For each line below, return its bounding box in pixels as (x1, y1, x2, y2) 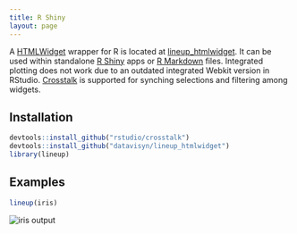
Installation (9, 109, 73, 125)
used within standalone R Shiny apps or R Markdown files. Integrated (9, 55, 264, 66)
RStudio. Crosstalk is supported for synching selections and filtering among (9, 74, 288, 85)
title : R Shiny (9, 13, 66, 22)
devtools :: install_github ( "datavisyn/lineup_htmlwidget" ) (9, 142, 230, 151)
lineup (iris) (9, 198, 58, 207)
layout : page (9, 21, 58, 30)
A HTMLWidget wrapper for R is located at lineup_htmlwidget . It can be (9, 46, 272, 56)
